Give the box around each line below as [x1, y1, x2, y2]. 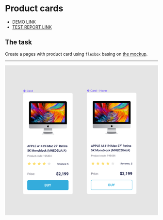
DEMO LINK [12, 19, 36, 25]
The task [5, 38, 33, 47]
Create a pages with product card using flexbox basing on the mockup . [5, 51, 148, 57]
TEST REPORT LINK [12, 24, 52, 30]
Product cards [5, 3, 64, 14]
